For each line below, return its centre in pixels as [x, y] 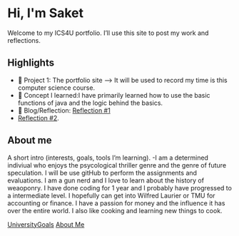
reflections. [24, 40]
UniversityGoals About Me [46, 224]
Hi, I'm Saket [46, 13]
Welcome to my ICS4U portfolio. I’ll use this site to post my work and [108, 33]
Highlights [31, 63]
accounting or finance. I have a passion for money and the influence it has [116, 203]
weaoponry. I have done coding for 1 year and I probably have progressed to [119, 188]
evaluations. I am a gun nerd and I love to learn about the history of [106, 180]
